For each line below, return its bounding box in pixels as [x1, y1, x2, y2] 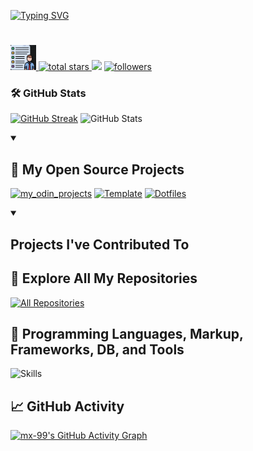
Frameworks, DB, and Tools [10, 341, 185, 358]
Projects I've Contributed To [10, 236, 190, 253]
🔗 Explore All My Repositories [10, 270, 198, 287]
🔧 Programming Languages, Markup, [10, 325, 244, 342]
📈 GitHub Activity [10, 398, 125, 415]
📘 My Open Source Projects [10, 161, 185, 178]
